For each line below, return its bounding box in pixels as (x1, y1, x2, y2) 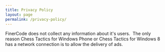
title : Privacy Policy (5, 7, 53, 13)
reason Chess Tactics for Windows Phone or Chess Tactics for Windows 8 (5, 36, 160, 42)
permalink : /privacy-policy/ (5, 17, 67, 22)
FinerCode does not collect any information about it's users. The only (5, 31, 151, 37)
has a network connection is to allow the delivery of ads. (5, 41, 123, 47)
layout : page (5, 12, 33, 17)
